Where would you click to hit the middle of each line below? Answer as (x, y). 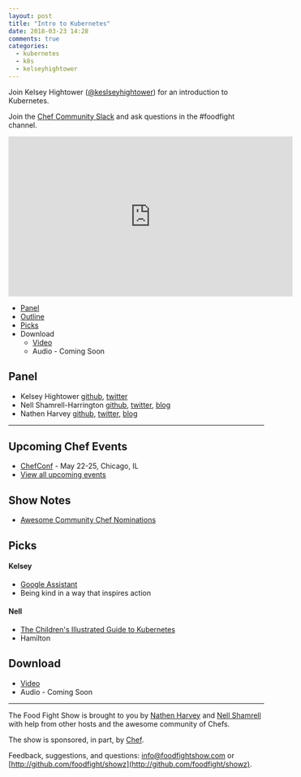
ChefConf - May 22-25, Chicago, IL (80, 466)
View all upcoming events (63, 475)
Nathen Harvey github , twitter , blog (79, 413)
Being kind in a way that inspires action (86, 593)
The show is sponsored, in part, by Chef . (76, 740)
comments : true (34, 39)
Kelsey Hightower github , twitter (74, 396)
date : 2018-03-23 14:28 (49, 31)
